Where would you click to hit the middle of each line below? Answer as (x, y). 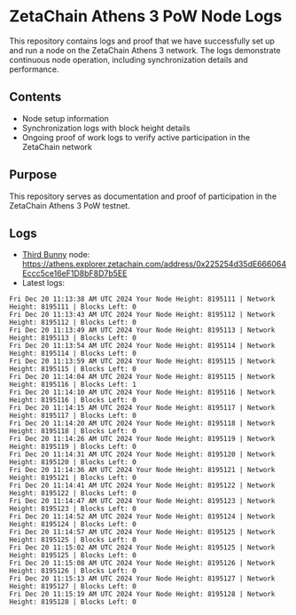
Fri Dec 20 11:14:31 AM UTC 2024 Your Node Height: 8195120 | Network (142, 454)
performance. (34, 69)
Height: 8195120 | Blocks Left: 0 (73, 462)
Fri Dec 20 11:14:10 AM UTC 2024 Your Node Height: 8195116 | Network (142, 392)
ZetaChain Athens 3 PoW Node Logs (146, 16)
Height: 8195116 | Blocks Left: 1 (73, 385)
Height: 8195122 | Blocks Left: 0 (73, 493)
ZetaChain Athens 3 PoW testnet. (70, 205)
